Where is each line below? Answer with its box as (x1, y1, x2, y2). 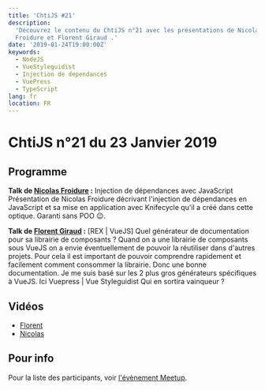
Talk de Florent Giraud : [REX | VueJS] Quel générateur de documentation (8, 227, 250, 236)
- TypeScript (15, 84, 58, 93)
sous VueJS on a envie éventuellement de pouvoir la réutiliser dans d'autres (8, 243, 256, 253)
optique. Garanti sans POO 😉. (8, 211, 106, 221)
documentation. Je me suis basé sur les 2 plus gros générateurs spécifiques (8, 268, 257, 278)
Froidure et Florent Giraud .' (15, 33, 118, 42)
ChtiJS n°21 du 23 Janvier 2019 (8, 133, 218, 152)
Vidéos (8, 299, 44, 313)
